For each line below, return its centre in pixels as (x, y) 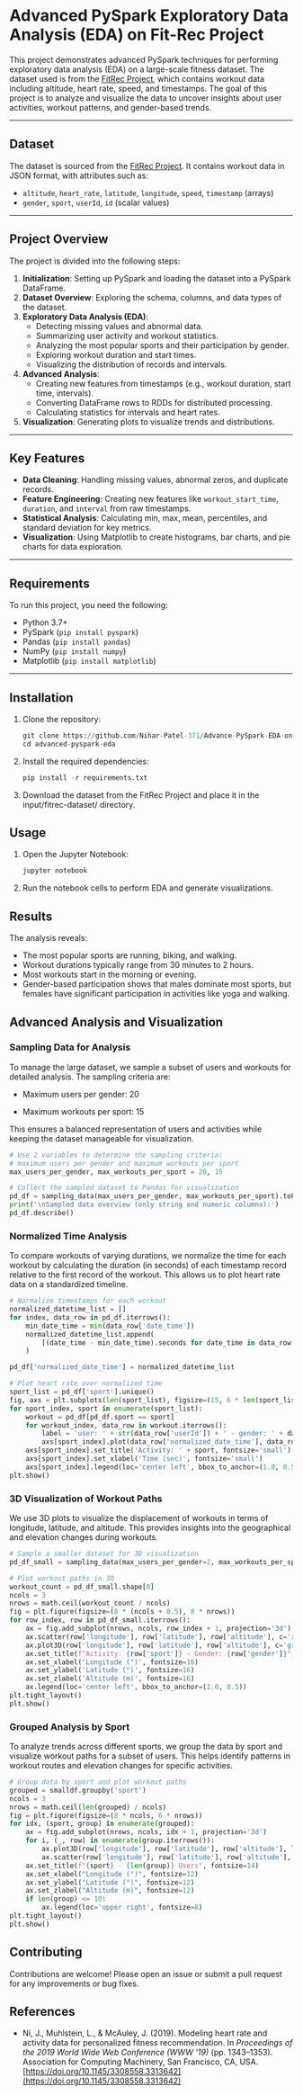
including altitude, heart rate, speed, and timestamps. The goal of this (138, 88)
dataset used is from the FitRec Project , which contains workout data (137, 78)
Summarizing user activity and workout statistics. (127, 336)
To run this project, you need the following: (89, 605)
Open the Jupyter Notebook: (75, 855)
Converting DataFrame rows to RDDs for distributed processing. (154, 402)
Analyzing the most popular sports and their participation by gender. (162, 345)
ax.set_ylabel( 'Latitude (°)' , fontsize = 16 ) (110, 1670)
